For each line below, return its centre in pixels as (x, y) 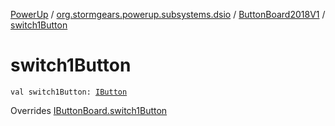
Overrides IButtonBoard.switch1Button (89, 110)
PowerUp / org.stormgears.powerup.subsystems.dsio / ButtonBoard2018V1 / (168, 14)
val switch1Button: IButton (69, 92)
